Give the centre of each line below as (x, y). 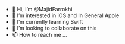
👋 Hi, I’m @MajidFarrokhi (42, 9)
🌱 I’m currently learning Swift (47, 22)
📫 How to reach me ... (39, 35)
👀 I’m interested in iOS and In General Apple (65, 15)
